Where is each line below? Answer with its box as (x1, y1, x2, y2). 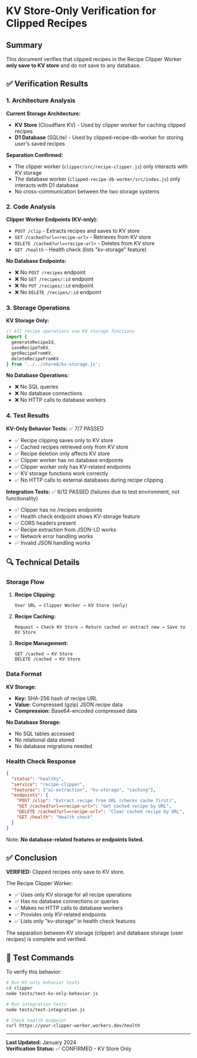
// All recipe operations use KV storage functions (6, 328, 135, 335)
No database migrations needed (14, 742, 93, 749)
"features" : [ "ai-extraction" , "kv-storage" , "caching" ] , (11, 787, 157, 793)
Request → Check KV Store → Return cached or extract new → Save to (14, 625, 186, 630)
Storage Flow (6, 578, 45, 586)
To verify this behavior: (6, 969, 62, 976)
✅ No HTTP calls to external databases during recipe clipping (14, 476, 164, 483)
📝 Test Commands (6, 953, 74, 963)
